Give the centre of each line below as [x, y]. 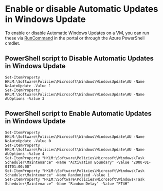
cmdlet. [13, 43]
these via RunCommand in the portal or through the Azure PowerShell [75, 38]
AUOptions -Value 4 [25, 154]
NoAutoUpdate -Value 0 [28, 141]
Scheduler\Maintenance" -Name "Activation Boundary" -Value [67, 162]
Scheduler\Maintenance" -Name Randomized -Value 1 [57, 175]
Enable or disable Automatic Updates [81, 9]
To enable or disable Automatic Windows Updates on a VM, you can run [77, 33]
